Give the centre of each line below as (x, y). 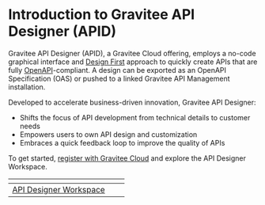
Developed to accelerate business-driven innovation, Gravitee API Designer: (132, 102)
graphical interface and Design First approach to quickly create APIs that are (133, 62)
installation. (27, 87)
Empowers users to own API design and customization (108, 134)
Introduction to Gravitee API (102, 15)
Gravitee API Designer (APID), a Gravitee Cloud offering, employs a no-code (132, 53)
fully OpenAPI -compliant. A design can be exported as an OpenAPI (117, 70)
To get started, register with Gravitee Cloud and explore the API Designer (127, 158)
